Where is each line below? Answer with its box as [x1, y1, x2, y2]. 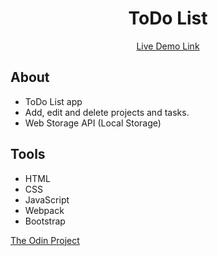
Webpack [24, 204, 65, 216]
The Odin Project [10, 234, 80, 246]
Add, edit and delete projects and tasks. [24, 106, 190, 118]
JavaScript [24, 193, 70, 206]
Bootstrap [24, 215, 66, 227]
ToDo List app [24, 95, 83, 107]
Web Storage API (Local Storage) [24, 117, 162, 129]
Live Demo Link [136, 40, 200, 52]
